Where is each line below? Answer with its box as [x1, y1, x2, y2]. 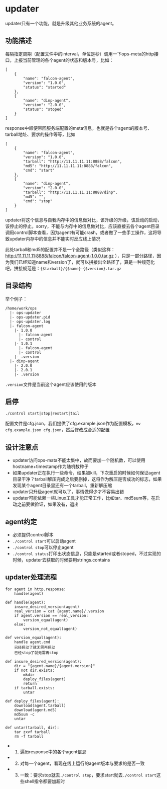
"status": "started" [23, 85, 66, 90]
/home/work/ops [5, 305, 37, 311]
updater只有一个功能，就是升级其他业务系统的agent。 [5, 20, 117, 26]
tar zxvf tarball [14, 729, 51, 735]
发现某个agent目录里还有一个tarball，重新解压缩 [12, 483, 112, 489]
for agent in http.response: [5, 587, 66, 592]
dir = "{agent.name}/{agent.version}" [14, 663, 95, 668]
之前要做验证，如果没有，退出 [17, 501, 79, 507]
